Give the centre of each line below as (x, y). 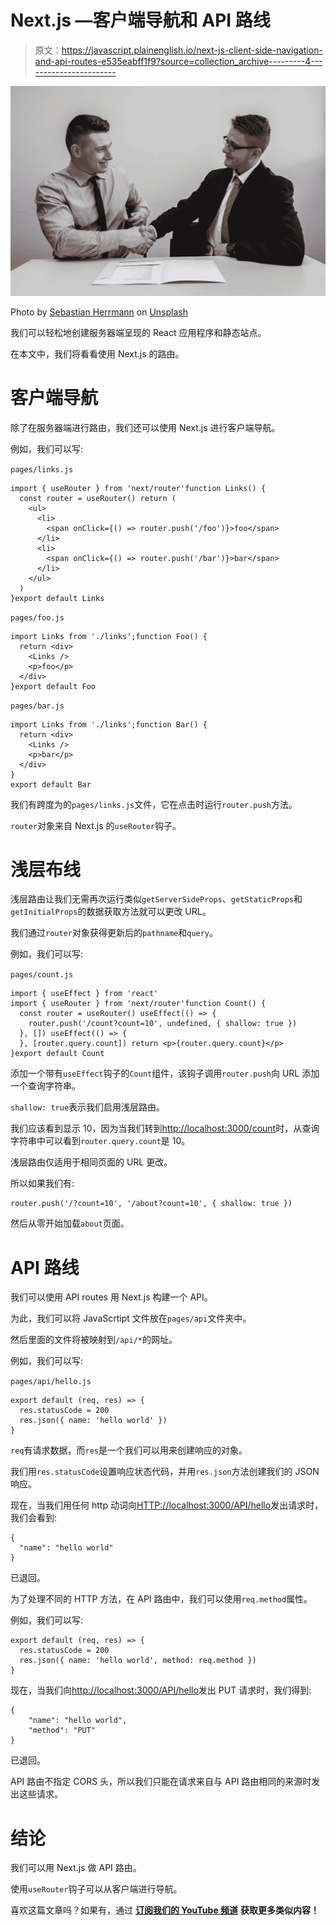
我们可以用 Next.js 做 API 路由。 (76, 1868)
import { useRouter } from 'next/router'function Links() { (138, 488)
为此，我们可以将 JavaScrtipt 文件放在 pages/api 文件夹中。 (131, 1318)
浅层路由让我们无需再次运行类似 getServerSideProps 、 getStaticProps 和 (156, 899)
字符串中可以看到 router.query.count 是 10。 (100, 1141)
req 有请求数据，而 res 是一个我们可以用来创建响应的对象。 (129, 1450)
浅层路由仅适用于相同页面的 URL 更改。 (91, 1162)
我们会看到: (34, 1518)
